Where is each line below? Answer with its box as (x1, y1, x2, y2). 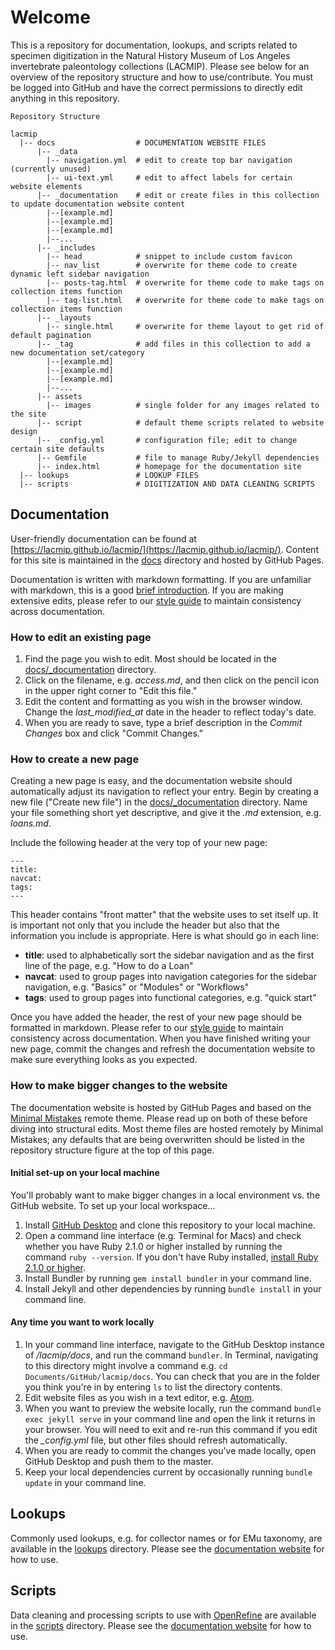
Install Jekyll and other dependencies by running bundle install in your (24, 1282, 322, 1295)
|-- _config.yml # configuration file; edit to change (36, 435, 298, 445)
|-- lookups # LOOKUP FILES (19, 470, 199, 480)
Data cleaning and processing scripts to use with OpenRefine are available (10, 1609, 317, 1621)
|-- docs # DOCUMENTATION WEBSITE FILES (19, 137, 267, 148)
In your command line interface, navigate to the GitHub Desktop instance (24, 1339, 325, 1351)
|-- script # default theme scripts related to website (36, 417, 325, 428)
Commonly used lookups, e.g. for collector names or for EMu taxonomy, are (10, 1532, 323, 1544)
